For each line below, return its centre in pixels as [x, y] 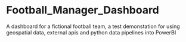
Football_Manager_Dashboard [83, 10]
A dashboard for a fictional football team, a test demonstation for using [93, 26]
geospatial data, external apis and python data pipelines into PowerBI [91, 32]
